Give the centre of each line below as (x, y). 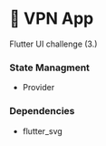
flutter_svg (43, 130)
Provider (39, 88)
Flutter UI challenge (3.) (53, 44)
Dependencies (42, 111)
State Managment (50, 68)
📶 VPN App (52, 19)
